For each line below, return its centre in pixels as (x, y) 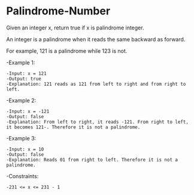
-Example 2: (21, 100)
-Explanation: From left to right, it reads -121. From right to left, (97, 122)
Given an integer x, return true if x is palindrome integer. (75, 28)
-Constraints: (22, 176)
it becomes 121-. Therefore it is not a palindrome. (73, 127)
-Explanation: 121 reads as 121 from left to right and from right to (96, 84)
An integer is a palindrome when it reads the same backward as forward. (96, 39)
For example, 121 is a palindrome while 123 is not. (67, 51)
